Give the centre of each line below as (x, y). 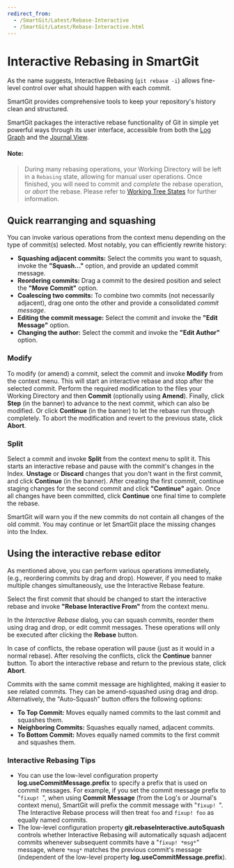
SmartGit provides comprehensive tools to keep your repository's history (111, 101)
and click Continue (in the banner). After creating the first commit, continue (116, 481)
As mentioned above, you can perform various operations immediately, (109, 570)
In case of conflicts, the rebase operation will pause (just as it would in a (111, 648)
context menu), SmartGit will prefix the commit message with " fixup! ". (120, 805)
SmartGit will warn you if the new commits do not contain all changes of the (116, 516)
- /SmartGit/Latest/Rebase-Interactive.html (79, 27)
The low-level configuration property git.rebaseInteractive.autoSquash (121, 827)
